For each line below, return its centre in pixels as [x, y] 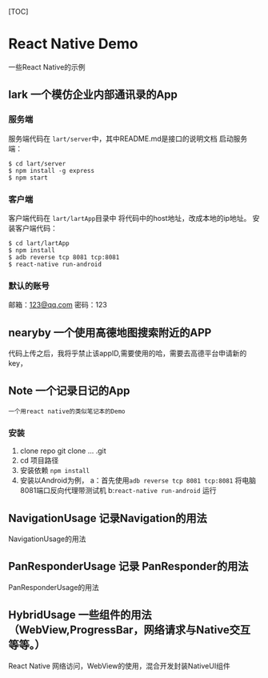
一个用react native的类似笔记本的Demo [67, 411]
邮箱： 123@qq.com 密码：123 [58, 305]
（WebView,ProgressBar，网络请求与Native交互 [129, 630]
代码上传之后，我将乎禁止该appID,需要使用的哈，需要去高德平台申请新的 [128, 353]
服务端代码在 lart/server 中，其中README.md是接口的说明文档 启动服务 [128, 138]
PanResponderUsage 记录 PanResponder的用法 [128, 566]
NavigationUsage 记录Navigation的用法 [108, 518]
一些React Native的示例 [47, 66]
